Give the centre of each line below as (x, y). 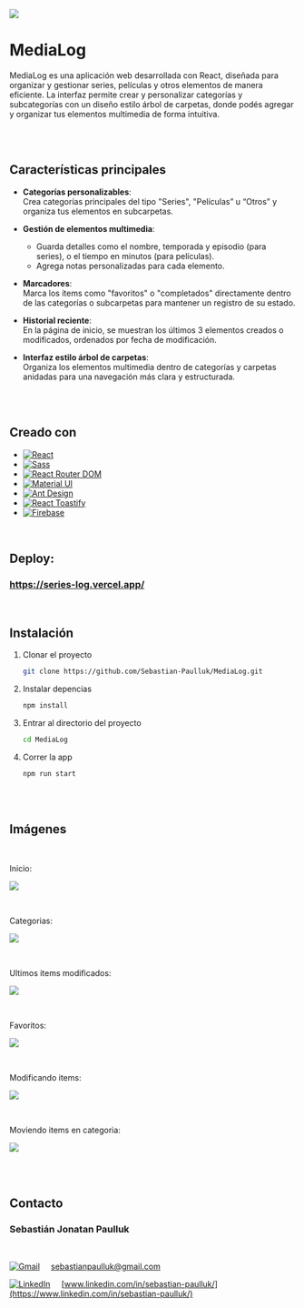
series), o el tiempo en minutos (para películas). (125, 256)
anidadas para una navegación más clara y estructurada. (129, 377)
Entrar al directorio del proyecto (82, 722)
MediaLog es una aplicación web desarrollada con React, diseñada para (144, 75)
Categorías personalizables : (77, 192)
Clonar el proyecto (57, 655)
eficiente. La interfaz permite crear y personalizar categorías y (126, 95)
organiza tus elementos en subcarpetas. (98, 211)
